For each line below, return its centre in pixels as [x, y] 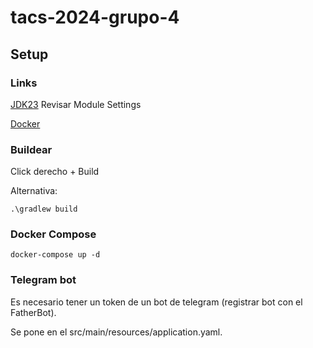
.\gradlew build [44, 209]
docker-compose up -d [55, 255]
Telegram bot [43, 280]
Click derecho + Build [55, 172]
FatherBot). [33, 312]
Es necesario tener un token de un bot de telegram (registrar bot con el [156, 302]
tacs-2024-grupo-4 [95, 17]
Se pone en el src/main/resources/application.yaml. [116, 332]
